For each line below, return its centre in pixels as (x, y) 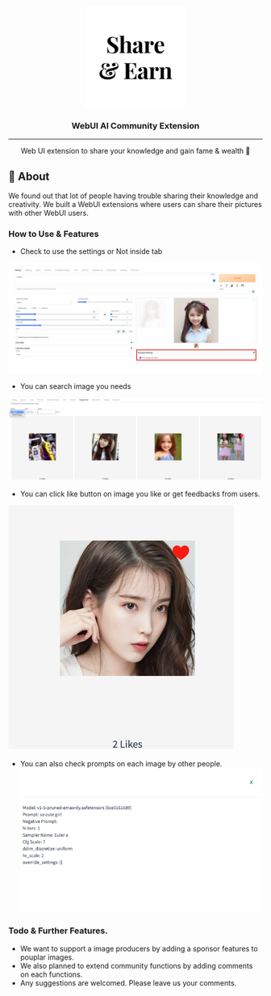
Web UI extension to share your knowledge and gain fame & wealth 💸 (135, 151)
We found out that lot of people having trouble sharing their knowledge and (133, 196)
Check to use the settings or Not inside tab (91, 251)
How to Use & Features (54, 234)
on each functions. (51, 974)
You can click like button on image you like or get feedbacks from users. (140, 494)
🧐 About (29, 176)
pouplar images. (47, 957)
